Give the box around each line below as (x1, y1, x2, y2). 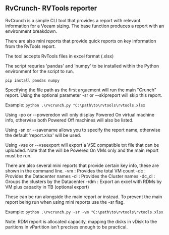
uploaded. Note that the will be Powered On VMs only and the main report (5, 147, 159, 153)
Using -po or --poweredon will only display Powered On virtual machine (5, 111, 155, 117)
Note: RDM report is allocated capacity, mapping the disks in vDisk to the (5, 218, 157, 224)
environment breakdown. (5, 28, 58, 34)
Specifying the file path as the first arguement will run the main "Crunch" (5, 87, 157, 93)
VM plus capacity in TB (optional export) (5, 184, 89, 190)
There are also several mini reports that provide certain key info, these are (5, 162, 159, 168)
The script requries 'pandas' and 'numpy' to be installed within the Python (5, 63, 159, 69)
